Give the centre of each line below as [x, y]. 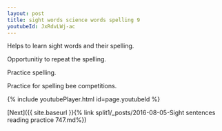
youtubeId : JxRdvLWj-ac [41, 26]
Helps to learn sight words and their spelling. [71, 46]
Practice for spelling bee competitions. [62, 86]
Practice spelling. [32, 72]
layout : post [26, 13]
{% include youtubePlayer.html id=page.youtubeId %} [84, 99]
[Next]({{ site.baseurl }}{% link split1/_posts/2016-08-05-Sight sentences [111, 113]
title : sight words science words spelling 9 [73, 20]
